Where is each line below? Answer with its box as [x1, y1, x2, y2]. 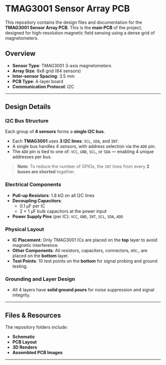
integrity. [12, 292, 31, 298]
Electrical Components [5, 181, 62, 188]
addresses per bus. [12, 154, 52, 160]
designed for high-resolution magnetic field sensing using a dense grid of [5, 30, 155, 36]
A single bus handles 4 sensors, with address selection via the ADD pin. [12, 143, 156, 149]
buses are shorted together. [17, 169, 76, 175]
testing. [12, 263, 28, 270]
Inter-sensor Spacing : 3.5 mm [12, 73, 75, 79]
